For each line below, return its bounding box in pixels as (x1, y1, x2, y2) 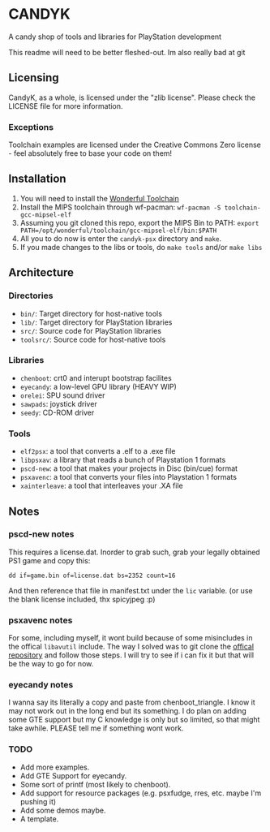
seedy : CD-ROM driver (19, 407, 95, 417)
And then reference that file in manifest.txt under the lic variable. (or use (8, 585, 253, 595)
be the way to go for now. (8, 659, 94, 669)
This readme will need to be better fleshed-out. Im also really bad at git (8, 47, 246, 57)
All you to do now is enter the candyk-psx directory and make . (19, 233, 221, 244)
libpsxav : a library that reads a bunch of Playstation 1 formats (19, 455, 226, 465)
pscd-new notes (8, 528, 75, 540)
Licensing (8, 71, 59, 85)
